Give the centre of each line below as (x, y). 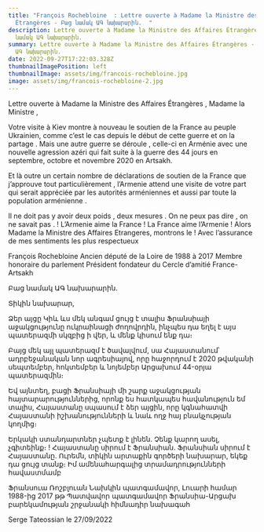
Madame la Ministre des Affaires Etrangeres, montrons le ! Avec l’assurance (130, 232)
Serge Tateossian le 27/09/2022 (60, 519)
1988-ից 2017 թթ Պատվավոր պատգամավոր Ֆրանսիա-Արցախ (122, 496)
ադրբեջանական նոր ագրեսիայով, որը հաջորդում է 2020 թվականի (131, 359)
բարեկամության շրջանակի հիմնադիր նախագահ (99, 504)
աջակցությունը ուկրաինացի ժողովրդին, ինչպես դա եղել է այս (122, 326)
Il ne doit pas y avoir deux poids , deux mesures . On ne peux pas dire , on (128, 216)
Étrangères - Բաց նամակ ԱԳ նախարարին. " (84, 23)
